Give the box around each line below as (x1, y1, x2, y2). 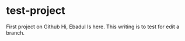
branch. (6, 29, 25, 36)
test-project (6, 4, 65, 17)
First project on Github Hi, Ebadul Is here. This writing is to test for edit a (6, 23, 180, 30)
